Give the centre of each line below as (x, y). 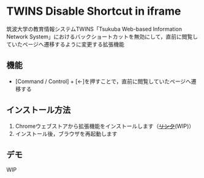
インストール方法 (39, 110)
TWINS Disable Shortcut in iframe (94, 11)
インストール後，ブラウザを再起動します (66, 133)
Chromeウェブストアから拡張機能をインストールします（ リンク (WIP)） (105, 126)
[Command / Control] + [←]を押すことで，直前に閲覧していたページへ (103, 81)
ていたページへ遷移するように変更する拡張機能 (65, 44)
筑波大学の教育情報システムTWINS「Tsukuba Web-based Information (94, 29)
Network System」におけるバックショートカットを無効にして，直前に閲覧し (102, 36)
